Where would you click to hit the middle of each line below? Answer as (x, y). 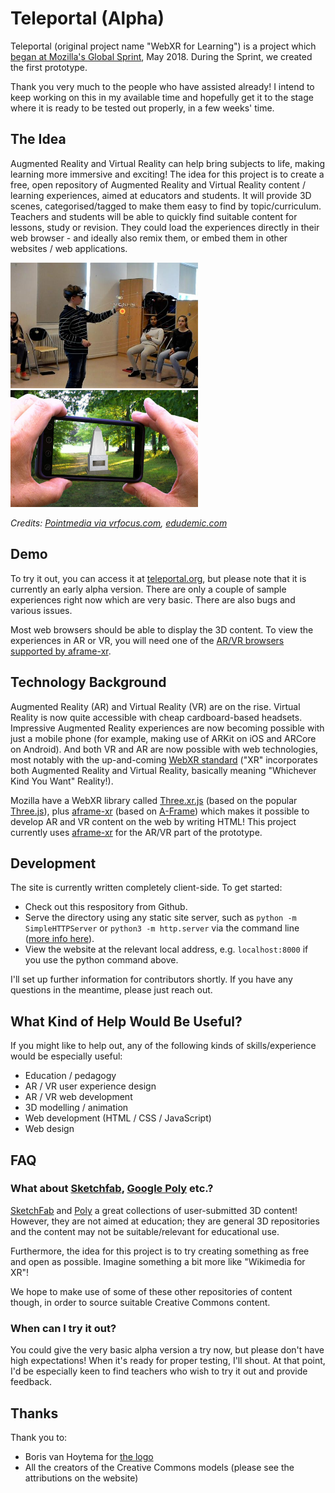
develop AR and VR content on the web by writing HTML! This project (153, 821)
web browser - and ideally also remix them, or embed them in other (149, 238)
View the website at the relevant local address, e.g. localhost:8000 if (166, 949)
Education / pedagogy (70, 1076)
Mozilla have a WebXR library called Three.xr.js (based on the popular (154, 800)
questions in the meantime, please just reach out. (111, 990)
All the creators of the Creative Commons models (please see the (159, 1467)
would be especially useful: (66, 1056)
